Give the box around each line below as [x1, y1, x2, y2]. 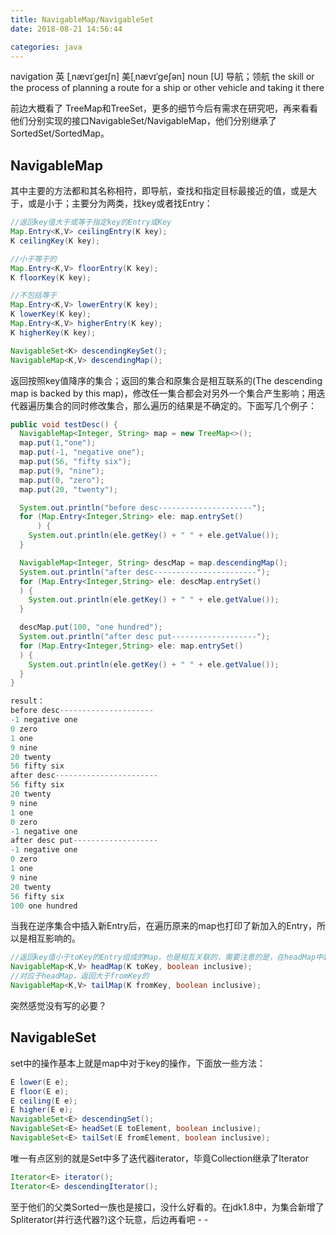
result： [10, 696, 45, 706]
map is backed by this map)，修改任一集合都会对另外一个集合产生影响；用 [10, 387, 317, 399]
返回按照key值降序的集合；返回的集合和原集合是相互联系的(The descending [10, 374, 323, 386]
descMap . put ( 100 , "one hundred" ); [19, 622, 163, 633]
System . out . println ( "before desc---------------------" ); [19, 502, 267, 513]
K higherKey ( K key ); [10, 327, 97, 338]
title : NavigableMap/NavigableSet [10, 14, 155, 25]
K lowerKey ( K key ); [10, 309, 92, 320]
